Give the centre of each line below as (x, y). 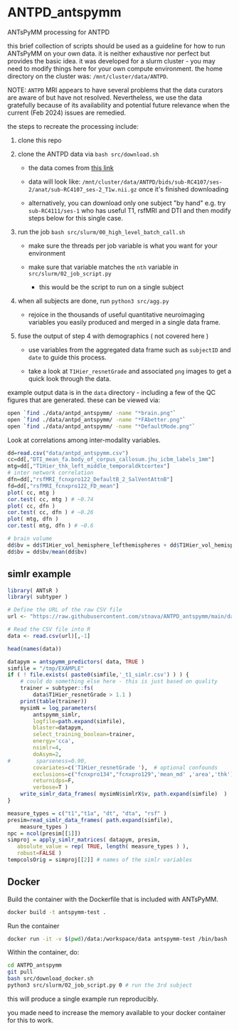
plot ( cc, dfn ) (31, 506)
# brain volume (30, 539)
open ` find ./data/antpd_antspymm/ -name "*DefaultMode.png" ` (101, 426)
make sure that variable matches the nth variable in (103, 267)
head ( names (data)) (34, 648)
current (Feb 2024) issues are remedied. (67, 112)
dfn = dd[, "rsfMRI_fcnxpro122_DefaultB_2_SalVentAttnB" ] (90, 480)
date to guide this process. (67, 357)
